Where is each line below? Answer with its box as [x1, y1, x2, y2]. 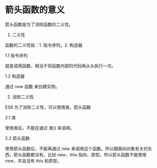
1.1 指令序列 [5, 52, 28, 58]
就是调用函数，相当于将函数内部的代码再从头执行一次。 [5, 63, 116, 69]
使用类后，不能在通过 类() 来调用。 [5, 125, 75, 131]
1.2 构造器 [5, 73, 25, 79]
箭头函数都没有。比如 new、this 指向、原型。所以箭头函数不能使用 [13, 151, 147, 157]
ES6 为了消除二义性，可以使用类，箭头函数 [5, 104, 91, 110]
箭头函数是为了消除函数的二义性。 [5, 21, 73, 27]
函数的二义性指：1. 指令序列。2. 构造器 [5, 42, 83, 48]
